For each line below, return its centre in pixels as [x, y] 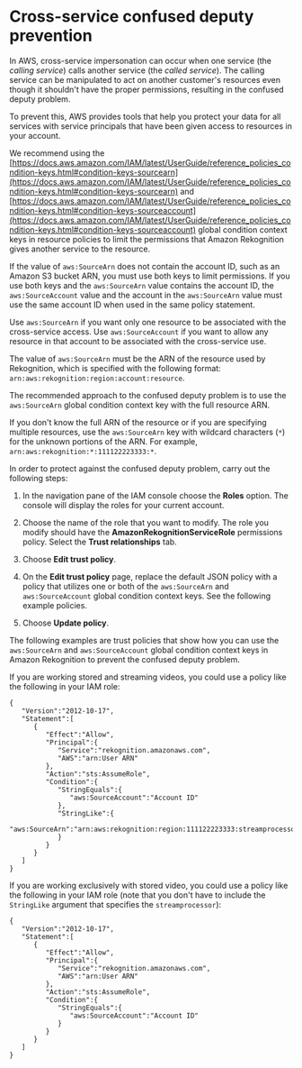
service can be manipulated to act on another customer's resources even [145, 79]
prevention [51, 36]
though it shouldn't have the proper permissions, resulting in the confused [147, 89]
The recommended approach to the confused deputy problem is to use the [148, 395]
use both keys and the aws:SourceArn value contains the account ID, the [142, 285]
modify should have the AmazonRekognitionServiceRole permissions [152, 532]
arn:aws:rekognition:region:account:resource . [97, 378]
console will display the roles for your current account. [123, 505]
